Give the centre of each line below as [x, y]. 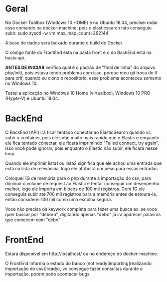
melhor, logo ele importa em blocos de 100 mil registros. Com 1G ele [75, 189]
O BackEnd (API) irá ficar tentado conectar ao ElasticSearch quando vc [78, 132]
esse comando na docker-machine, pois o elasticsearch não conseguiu [79, 27]
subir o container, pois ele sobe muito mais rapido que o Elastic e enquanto [82, 137]
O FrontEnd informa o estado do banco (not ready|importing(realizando [79, 263]
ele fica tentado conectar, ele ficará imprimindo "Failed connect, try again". [82, 143]
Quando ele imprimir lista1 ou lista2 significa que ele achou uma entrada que [83, 163]
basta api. [15, 57]
